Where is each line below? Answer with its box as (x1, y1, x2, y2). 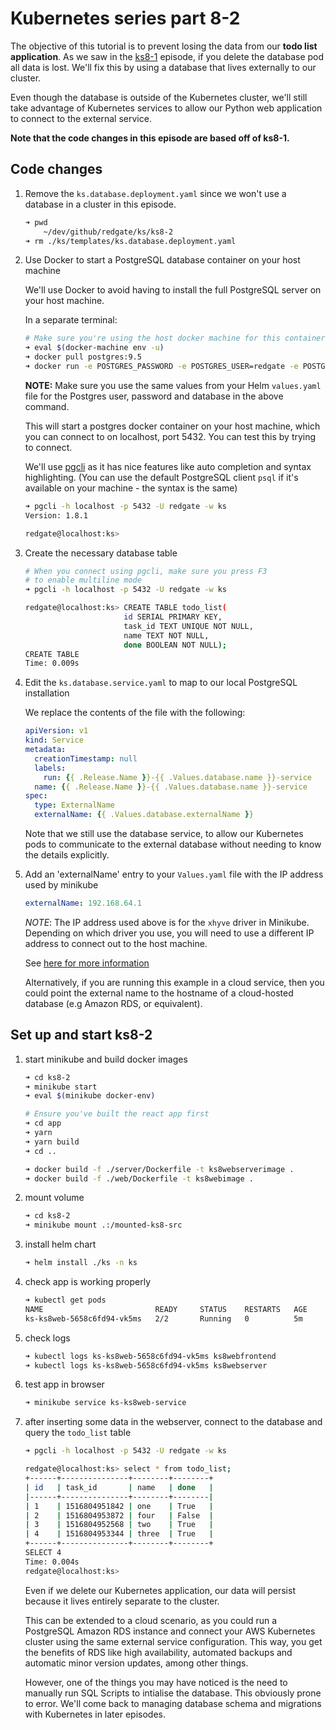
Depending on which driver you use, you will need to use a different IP (24, 927, 315, 939)
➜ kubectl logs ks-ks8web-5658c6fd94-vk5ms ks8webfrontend (24, 1351, 277, 1361)
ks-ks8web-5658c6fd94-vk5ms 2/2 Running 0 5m (24, 1313, 303, 1324)
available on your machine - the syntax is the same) (24, 482, 238, 494)
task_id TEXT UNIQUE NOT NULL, (123, 621, 254, 631)
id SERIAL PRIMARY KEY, (123, 612, 223, 622)
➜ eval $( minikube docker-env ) (24, 1091, 156, 1101)
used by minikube (24, 879, 99, 891)
